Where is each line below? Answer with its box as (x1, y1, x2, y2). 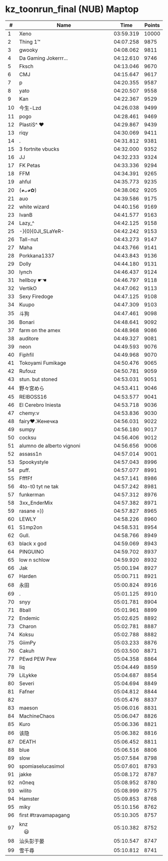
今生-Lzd (19, 104, 41, 111)
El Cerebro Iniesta (19, 401, 61, 408)
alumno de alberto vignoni (19, 442, 81, 449)
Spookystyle (19, 458, 49, 465)
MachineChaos (19, 712, 55, 720)
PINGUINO (19, 548, 44, 555)
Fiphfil (19, 351, 34, 358)
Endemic (19, 615, 40, 622)
